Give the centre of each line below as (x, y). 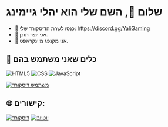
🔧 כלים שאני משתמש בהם (51, 59)
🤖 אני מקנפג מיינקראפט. (41, 41)
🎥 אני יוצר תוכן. (31, 34)
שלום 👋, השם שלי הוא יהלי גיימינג (84, 12)
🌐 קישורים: (26, 103)
